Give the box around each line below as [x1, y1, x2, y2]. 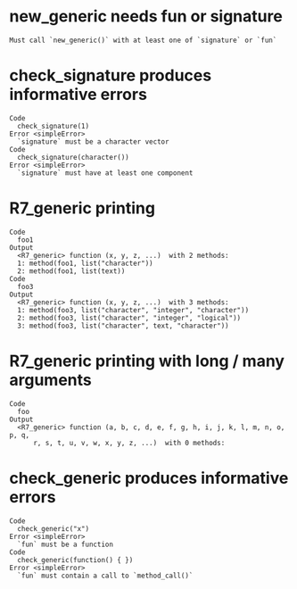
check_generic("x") [17, 524, 90, 533]
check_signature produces [9, 65, 212, 86]
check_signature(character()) [17, 153, 129, 162]
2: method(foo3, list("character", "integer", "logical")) [17, 313, 242, 322]
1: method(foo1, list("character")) [17, 259, 153, 268]
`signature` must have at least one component [17, 168, 194, 178]
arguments [9, 370, 92, 390]
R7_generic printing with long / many [9, 351, 285, 371]
